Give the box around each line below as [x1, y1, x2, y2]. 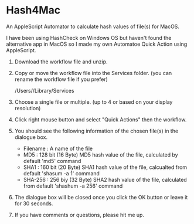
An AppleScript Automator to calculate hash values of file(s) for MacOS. [6, 23, 180, 30]
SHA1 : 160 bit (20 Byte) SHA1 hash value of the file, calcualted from [23, 164, 188, 171]
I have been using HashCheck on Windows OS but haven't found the [6, 34, 172, 41]
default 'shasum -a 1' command [23, 169, 100, 177]
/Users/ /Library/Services [14, 87, 74, 94]
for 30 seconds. [14, 200, 53, 207]
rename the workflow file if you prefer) [14, 76, 108, 83]
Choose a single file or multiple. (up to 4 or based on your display [14, 98, 173, 106]
